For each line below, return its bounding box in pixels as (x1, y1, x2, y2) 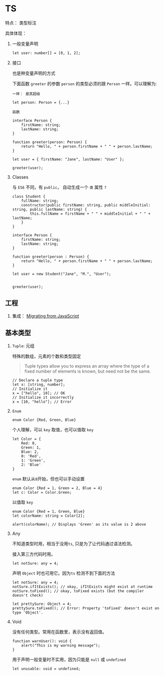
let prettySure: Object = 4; (12, 601, 72, 606)
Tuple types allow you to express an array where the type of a (24, 363, 149, 369)
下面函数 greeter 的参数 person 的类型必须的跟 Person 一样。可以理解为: (12, 81, 157, 87)
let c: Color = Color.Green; (12, 490, 72, 495)
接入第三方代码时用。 (12, 551, 55, 557)
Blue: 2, (21, 449, 39, 454)
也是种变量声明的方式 (12, 70, 55, 76)
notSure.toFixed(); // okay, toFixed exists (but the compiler (12, 588, 144, 593)
